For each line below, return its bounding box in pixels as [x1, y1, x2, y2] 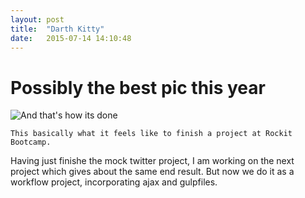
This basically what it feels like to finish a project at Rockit [10, 129, 293, 139]
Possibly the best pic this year [10, 76, 266, 99]
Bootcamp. [10, 137, 52, 148]
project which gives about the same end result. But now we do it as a [10, 166, 295, 178]
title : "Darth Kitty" [10, 24, 105, 34]
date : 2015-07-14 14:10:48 [10, 33, 132, 43]
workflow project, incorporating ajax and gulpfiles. [10, 176, 218, 188]
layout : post [10, 14, 65, 25]
